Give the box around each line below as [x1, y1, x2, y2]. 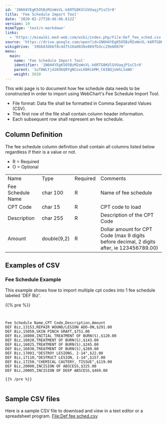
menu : [5, 49, 16, 54]
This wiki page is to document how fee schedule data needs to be [5, 85, 140, 91]
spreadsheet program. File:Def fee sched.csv [5, 413, 98, 419]
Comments [100, 175, 126, 182]
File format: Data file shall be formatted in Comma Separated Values [12, 100, 152, 106]
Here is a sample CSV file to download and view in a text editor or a [5, 408, 143, 414]
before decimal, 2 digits [100, 238, 156, 245]
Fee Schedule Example [5, 276, 61, 283]
